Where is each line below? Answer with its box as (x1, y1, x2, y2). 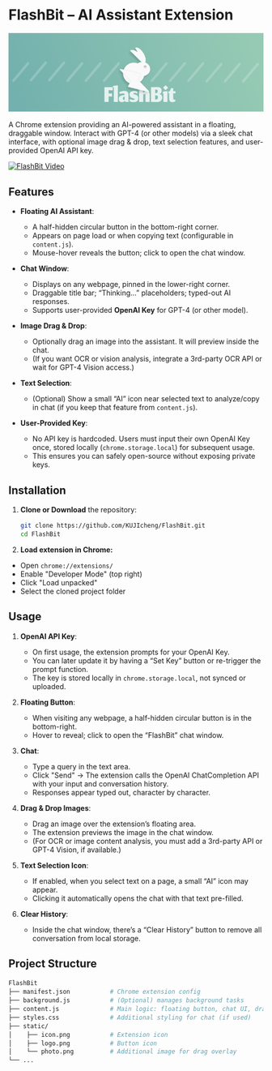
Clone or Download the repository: (19, 505, 138, 515)
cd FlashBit (19, 529, 61, 538)
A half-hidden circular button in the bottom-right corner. (32, 222, 219, 232)
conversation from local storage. (32, 933, 141, 943)
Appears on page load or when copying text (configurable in (32, 231, 234, 241)
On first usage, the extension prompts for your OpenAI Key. (32, 647, 231, 657)
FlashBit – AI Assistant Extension (8, 6, 234, 24)
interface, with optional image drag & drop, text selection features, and (8, 137, 244, 147)
